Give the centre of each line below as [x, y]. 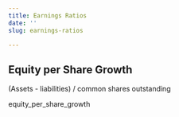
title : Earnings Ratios [48, 16]
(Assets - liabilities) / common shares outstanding [89, 89]
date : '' [23, 23]
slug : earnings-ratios [46, 30]
